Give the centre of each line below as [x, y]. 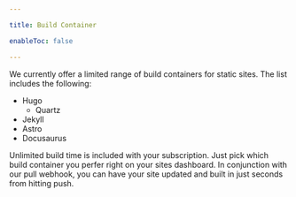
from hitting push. [42, 183]
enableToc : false [41, 41]
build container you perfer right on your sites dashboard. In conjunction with [148, 164]
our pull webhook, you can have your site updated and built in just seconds [146, 174]
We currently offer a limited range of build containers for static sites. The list [148, 74]
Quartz [48, 110]
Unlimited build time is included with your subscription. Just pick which [139, 155]
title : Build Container [53, 25]
